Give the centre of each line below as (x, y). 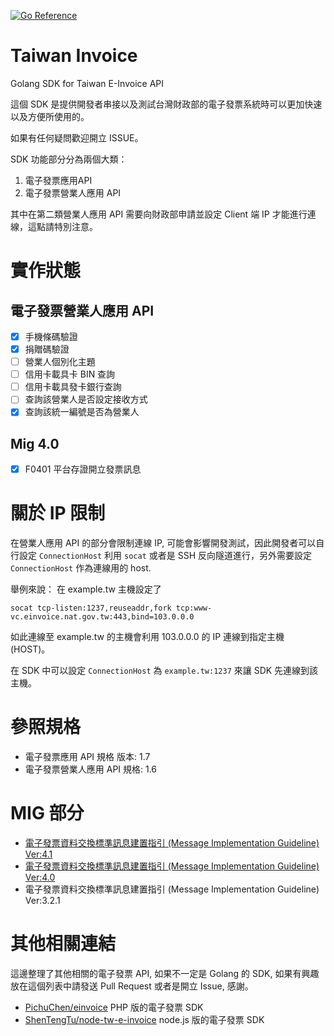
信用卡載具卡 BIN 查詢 (70, 374)
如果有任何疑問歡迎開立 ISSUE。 (77, 137)
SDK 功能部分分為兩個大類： (69, 159)
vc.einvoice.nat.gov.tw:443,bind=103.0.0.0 (102, 617)
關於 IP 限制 (58, 513)
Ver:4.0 (40, 877)
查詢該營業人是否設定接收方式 (86, 399)
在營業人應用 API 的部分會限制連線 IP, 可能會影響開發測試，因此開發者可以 (163, 543)
